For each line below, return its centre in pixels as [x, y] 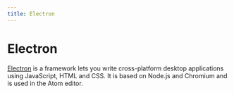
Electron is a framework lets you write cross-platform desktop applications [116, 68]
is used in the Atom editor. [45, 83]
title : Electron [31, 14]
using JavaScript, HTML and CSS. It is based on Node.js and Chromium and [117, 75]
